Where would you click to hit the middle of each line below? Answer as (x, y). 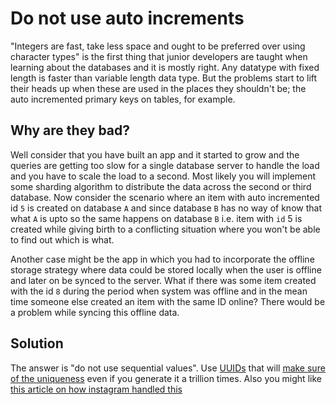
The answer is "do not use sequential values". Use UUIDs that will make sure (168, 368)
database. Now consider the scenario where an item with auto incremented (165, 197)
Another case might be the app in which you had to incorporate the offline (162, 259)
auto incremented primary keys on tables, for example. (123, 99)
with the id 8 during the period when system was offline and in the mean (159, 291)
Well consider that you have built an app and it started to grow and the (155, 154)
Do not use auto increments (127, 18)
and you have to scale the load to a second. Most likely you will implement (163, 176)
